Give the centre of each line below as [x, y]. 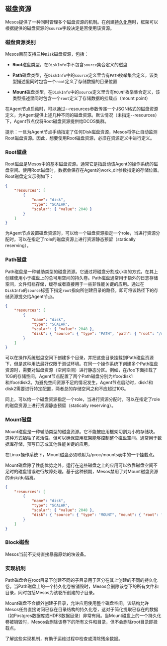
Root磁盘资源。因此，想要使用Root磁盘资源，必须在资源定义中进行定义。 [80, 138]
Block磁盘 [17, 542]
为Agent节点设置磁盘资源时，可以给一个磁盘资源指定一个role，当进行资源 [81, 233]
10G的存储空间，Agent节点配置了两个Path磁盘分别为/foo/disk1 [69, 376]
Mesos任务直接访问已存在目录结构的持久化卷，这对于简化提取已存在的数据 [82, 609]
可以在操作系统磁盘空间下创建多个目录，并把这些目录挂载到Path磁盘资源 [80, 358]
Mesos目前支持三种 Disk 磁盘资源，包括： [47, 54]
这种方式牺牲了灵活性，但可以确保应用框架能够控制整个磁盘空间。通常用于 [81, 438]
